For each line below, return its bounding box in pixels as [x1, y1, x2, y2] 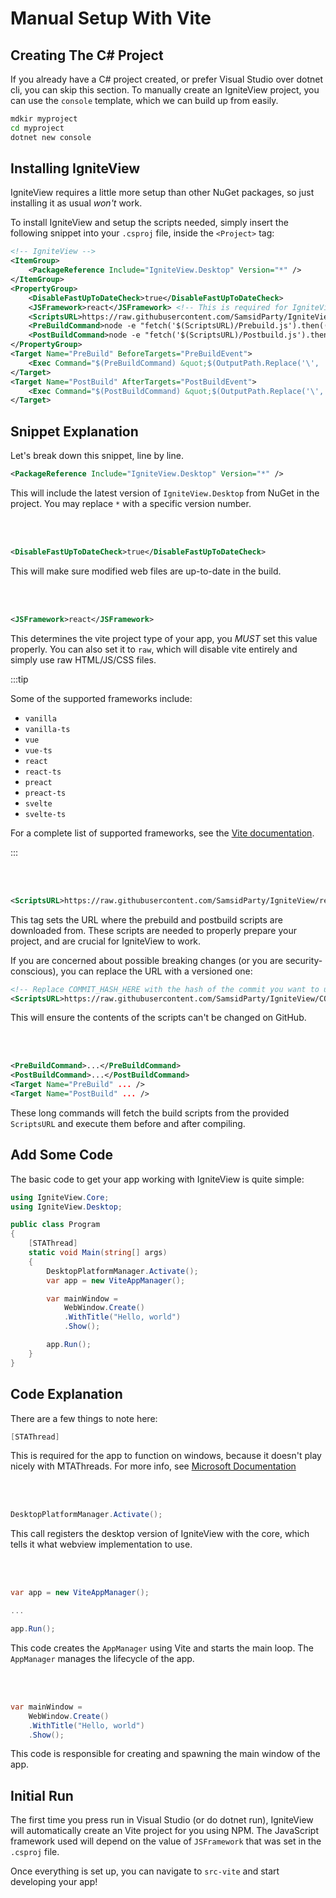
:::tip [10, 673, 29, 685]
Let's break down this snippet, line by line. [10, 450, 184, 462]
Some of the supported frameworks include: [10, 692, 193, 704]
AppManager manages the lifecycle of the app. [10, 1652, 195, 1664]
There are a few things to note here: [10, 1412, 158, 1424]
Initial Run [10, 1787, 74, 1804]
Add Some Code [10, 1147, 114, 1164]
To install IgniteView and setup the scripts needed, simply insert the [10, 217, 289, 229]
